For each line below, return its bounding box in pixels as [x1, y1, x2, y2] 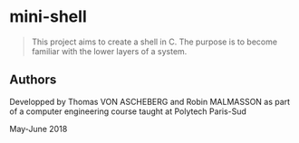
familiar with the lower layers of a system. [31, 45, 188, 56]
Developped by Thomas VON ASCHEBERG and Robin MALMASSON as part [9, 96, 291, 107]
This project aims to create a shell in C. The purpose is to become [31, 36, 278, 47]
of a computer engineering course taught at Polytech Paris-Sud [9, 106, 247, 117]
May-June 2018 [9, 123, 68, 134]
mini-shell [9, 6, 88, 27]
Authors [9, 72, 57, 88]
